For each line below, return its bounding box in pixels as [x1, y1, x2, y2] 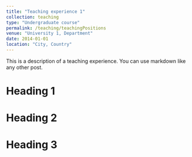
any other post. [6, 64, 43, 71]
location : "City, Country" [6, 42, 72, 48]
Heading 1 [6, 85, 56, 98]
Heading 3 [6, 138, 58, 152]
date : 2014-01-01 [6, 36, 49, 42]
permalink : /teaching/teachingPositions [6, 25, 107, 31]
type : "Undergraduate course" [6, 19, 80, 25]
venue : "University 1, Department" [6, 31, 93, 36]
